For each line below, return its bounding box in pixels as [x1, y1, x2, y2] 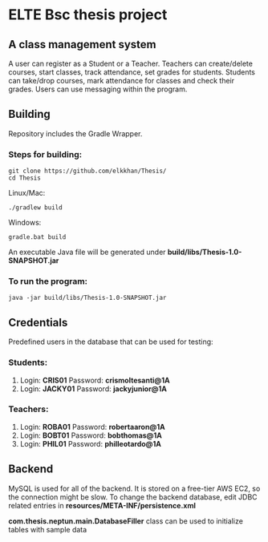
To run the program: [8, 276, 88, 287]
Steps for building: [8, 148, 83, 160]
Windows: [8, 218, 42, 228]
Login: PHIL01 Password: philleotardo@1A [19, 439, 162, 448]
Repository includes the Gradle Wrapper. [8, 128, 143, 138]
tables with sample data [8, 524, 87, 534]
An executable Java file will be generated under [8, 247, 166, 257]
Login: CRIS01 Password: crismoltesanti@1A [19, 375, 170, 385]
